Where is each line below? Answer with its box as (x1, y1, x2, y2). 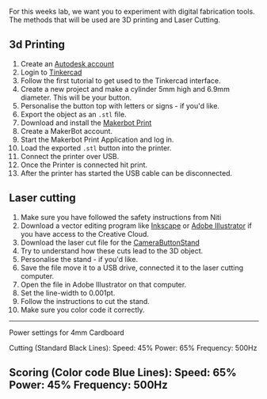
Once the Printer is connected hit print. (20, 160, 148, 169)
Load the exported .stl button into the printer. (20, 142, 172, 153)
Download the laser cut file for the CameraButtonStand (20, 237, 200, 247)
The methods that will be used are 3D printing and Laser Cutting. (9, 15, 221, 25)
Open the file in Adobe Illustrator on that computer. (20, 279, 187, 289)
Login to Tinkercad (20, 67, 82, 77)
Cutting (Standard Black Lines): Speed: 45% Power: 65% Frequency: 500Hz (9, 343, 257, 352)
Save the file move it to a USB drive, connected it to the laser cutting (20, 263, 244, 272)
